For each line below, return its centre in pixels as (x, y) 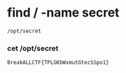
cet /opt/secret (33, 48)
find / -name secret (63, 13)
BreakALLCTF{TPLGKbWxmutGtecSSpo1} (58, 63)
